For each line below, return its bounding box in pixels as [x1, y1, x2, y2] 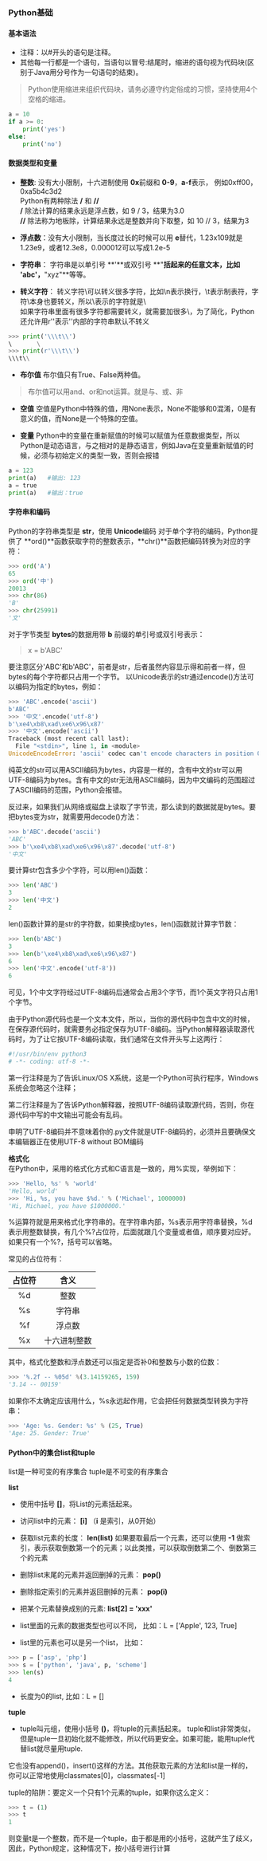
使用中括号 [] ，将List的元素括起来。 [19, 1499, 137, 1509]
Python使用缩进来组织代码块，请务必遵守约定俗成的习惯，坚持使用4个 [27, 85, 258, 94]
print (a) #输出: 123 [8, 474, 81, 482]
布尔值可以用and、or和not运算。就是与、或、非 [27, 387, 184, 396]
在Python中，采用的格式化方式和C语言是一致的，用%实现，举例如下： [8, 1163, 238, 1173]
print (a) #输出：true [8, 489, 83, 497]
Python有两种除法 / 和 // [19, 195, 99, 205]
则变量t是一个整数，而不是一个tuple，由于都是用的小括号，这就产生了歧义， [8, 1834, 257, 1843]
